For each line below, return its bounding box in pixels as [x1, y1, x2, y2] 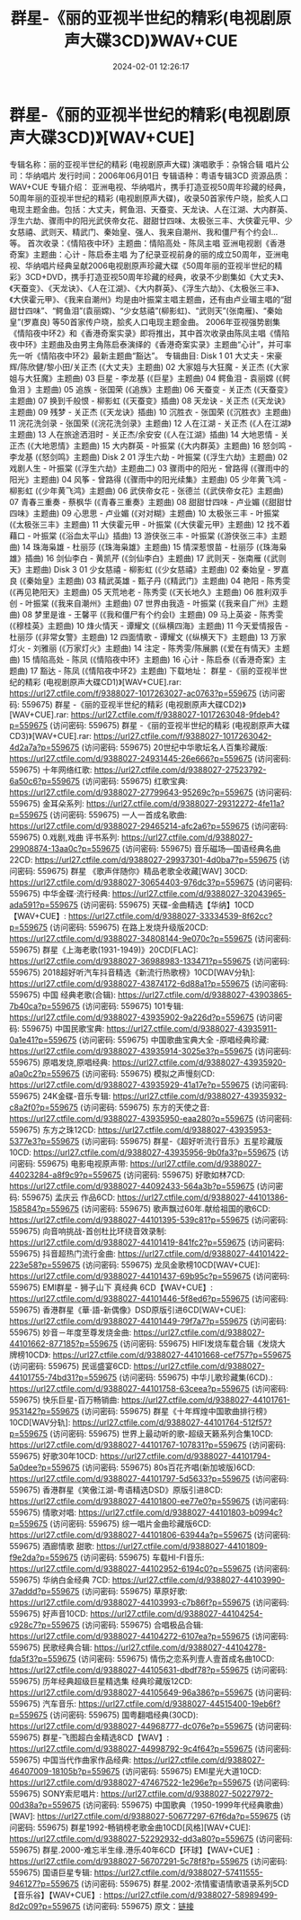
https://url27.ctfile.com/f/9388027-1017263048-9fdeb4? [70, 708, 280, 720]
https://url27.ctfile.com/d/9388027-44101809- [96, 1540, 268, 1551]
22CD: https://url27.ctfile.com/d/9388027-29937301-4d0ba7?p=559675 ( [9, 854, 283, 865]
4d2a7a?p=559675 [9, 742, 80, 753]
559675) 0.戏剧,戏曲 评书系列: [9, 832, 120, 843]
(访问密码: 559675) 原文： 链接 [82, 1900, 195, 1911]
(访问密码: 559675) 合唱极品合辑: [81, 1619, 204, 1630]
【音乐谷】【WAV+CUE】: [9, 1889, 102, 1900]
